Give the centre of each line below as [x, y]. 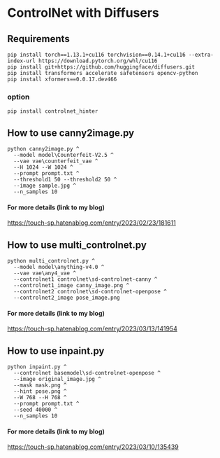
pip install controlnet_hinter [53, 111]
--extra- [201, 55]
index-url [22, 61]
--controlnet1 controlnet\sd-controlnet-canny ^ [86, 279]
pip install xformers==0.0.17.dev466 [62, 79]
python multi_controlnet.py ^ [51, 261]
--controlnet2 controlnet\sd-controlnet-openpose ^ [90, 292]
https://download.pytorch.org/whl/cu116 [98, 61]
